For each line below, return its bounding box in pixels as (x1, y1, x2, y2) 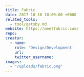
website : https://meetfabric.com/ (5, 26, 79, 31)
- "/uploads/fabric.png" (10, 64, 63, 69)
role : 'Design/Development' (14, 45, 74, 50)
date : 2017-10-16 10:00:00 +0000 (5, 12, 77, 17)
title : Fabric (5, 7, 36, 13)
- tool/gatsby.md (10, 21, 47, 27)
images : (5, 59, 22, 64)
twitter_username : (14, 54, 54, 60)
